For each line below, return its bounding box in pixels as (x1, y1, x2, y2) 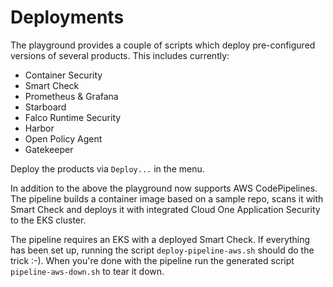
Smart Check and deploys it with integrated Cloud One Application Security (10, 203, 321, 215)
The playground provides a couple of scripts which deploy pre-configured (10, 39, 316, 51)
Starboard (24, 101, 67, 113)
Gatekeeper (24, 143, 74, 155)
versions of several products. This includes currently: (10, 49, 230, 61)
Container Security (24, 69, 103, 81)
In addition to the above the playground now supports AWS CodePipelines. (10, 182, 318, 194)
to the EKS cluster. (10, 214, 87, 226)
